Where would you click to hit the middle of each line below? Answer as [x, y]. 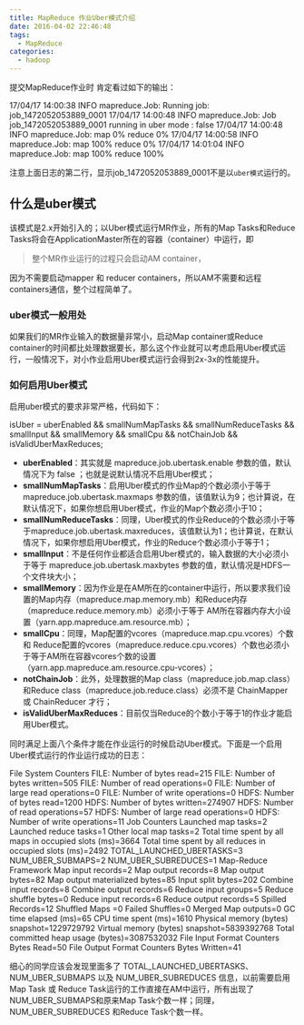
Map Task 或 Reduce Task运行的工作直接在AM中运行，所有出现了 [132, 989]
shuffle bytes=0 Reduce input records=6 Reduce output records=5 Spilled [148, 899]
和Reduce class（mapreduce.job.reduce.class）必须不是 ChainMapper [155, 690]
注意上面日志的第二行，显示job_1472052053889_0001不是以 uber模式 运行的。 [152, 173]
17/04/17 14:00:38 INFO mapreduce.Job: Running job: [110, 105]
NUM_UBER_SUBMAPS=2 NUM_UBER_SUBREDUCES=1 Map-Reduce [138, 860]
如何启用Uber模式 [49, 385]
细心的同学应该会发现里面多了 [65, 967]
